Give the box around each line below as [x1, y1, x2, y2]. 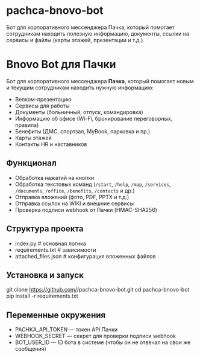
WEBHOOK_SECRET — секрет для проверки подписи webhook [14, 333, 177, 340]
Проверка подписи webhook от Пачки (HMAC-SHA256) [14, 206, 158, 213]
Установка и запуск [6, 270, 84, 280]
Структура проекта [6, 224, 84, 234]
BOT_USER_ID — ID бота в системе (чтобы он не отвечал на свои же [14, 339, 191, 346]
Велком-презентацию [14, 95, 72, 103]
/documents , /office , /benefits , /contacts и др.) [14, 187, 135, 194]
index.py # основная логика [14, 240, 86, 247]
